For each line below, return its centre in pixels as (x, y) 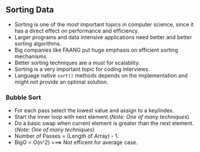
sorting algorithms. (38, 43)
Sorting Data (30, 10)
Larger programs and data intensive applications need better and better (103, 37)
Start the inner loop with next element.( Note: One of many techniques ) (102, 117)
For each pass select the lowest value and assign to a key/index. (94, 111)
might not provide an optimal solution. (61, 82)
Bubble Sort (23, 97)
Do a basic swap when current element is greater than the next (92, 123)
